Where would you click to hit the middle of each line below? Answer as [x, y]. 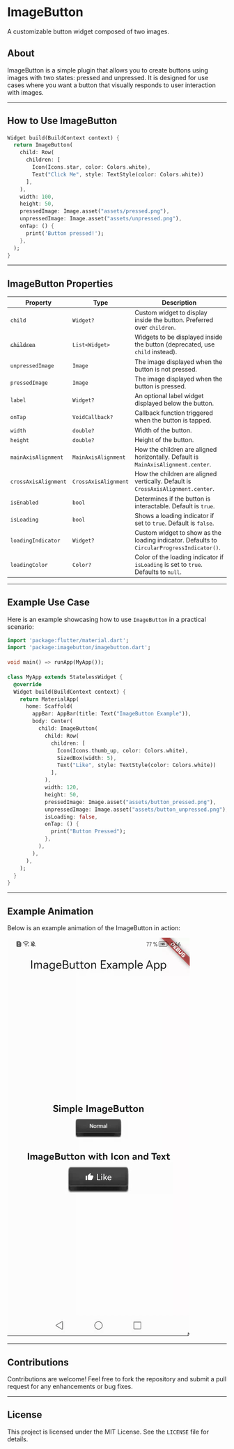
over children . [155, 327]
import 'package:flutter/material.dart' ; [68, 640]
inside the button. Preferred [174, 320]
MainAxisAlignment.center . [173, 464]
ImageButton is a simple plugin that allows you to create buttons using [108, 70]
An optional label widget [169, 396]
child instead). [156, 352]
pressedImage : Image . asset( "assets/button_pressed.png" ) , [130, 802]
